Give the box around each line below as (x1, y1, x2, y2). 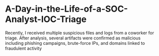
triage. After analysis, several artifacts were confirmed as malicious (5, 35, 141, 41)
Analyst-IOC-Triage (5, 14, 87, 25)
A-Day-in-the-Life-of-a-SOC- (5, 3, 128, 15)
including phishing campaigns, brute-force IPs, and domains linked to (5, 40, 145, 46)
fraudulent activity (5, 45, 42, 51)
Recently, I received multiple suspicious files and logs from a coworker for (5, 30, 154, 36)
